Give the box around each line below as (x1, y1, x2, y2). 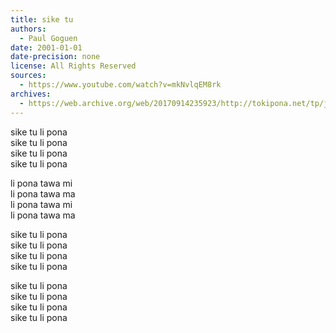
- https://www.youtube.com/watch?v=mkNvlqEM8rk (19, 80, 222, 90)
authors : (10, 24, 47, 34)
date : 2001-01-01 (10, 42, 83, 53)
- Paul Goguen (19, 33, 78, 43)
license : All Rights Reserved (10, 61, 137, 71)
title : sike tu (10, 14, 74, 25)
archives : (10, 89, 52, 99)
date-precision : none (10, 52, 101, 62)
